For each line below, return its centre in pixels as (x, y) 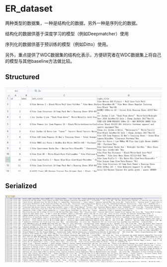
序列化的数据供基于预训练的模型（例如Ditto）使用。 (58, 44)
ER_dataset (29, 9)
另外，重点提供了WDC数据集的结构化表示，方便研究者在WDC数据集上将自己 (83, 55)
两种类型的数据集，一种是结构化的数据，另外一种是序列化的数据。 (73, 23)
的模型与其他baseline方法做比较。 (40, 61)
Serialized (21, 186)
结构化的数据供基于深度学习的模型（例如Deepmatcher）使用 (67, 33)
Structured (22, 77)
